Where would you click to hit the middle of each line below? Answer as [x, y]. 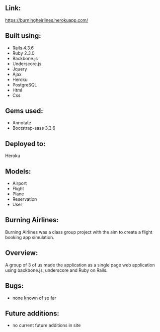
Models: [18, 171]
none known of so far [34, 298]
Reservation [25, 199]
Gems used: [24, 111]
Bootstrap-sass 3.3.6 [34, 128]
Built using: [23, 36]
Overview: [22, 253]
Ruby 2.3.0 [23, 53]
